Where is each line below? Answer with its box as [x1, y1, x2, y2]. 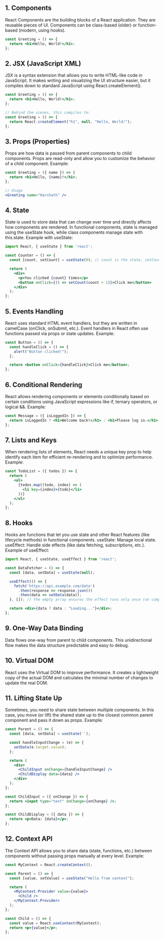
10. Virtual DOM [5, 656, 54, 665]
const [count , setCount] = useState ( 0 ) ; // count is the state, [9, 258, 143, 263]
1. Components [5, 4, 52, 12]
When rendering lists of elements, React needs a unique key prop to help [5, 449, 152, 455]
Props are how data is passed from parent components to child [5, 150, 132, 156]
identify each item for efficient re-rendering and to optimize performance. [5, 454, 153, 460]
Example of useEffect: [5, 547, 50, 553]
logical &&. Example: [5, 404, 46, 410]
